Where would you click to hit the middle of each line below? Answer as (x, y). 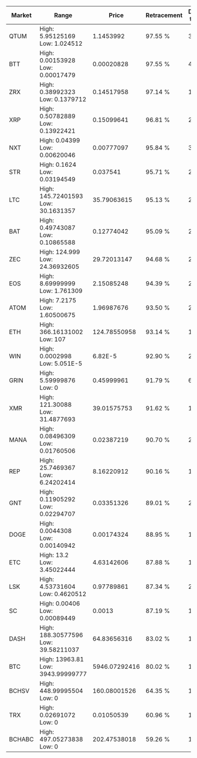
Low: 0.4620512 (63, 594)
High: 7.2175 (58, 300)
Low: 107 (53, 339)
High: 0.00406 (60, 603)
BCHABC (21, 739)
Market (21, 15)
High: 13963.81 (62, 659)
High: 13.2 (54, 555)
